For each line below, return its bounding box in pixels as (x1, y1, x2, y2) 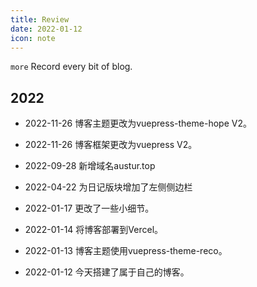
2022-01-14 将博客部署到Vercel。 (24, 224, 164, 236)
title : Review (10, 14, 70, 25)
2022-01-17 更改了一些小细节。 (24, 202, 155, 215)
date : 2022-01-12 (10, 24, 83, 34)
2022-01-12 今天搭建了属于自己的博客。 (24, 266, 190, 278)
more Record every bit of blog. (10, 61, 133, 73)
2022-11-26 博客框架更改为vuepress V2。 (24, 139, 198, 151)
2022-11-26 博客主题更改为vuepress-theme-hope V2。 (24, 117, 252, 130)
